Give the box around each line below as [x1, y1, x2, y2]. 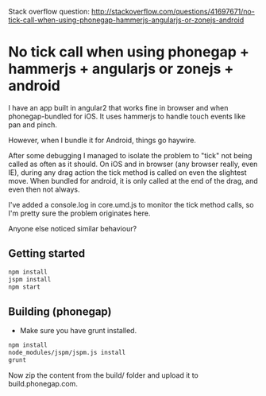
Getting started [8, 247, 86, 261]
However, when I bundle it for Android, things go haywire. [8, 135, 197, 145]
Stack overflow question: [8, 7, 90, 16]
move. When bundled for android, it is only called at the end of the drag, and [8, 176, 258, 185]
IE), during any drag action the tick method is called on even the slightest [8, 167, 248, 177]
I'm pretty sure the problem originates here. [8, 208, 151, 218]
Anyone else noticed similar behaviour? [8, 223, 137, 233]
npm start [8, 282, 41, 291]
